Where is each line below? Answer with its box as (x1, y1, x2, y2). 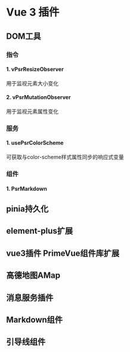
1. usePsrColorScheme (6, 139, 64, 146)
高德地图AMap (6, 270, 61, 281)
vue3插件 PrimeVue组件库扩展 (6, 248, 120, 258)
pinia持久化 (6, 204, 49, 214)
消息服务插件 (6, 292, 54, 302)
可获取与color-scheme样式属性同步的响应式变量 (6, 154, 124, 161)
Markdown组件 (6, 314, 63, 325)
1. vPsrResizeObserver (6, 66, 64, 73)
